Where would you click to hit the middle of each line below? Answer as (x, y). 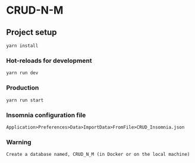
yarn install (22, 46)
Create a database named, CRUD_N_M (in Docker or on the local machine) (98, 155)
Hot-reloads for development (49, 60)
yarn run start (25, 100)
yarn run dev (22, 73)
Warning (19, 142)
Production (23, 88)
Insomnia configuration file (46, 115)
